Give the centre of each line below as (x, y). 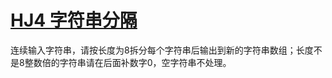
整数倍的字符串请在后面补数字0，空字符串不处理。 (128, 62)
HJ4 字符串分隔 (74, 20)
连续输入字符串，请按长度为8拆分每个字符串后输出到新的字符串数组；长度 (162, 50)
